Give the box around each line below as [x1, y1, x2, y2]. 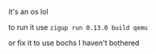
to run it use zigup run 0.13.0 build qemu [8, 23, 148, 31]
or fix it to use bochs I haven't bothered [8, 38, 140, 48]
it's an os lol [8, 7, 48, 16]
